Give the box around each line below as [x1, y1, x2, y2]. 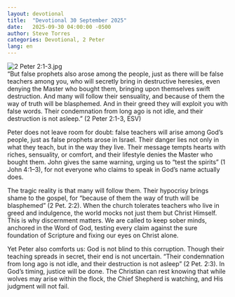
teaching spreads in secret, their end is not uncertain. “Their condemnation [7, 252, 224, 260]
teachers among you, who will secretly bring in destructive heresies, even [7, 77, 220, 85]
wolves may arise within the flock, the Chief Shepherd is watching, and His [7, 275, 223, 283]
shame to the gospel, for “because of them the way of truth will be [7, 194, 199, 202]
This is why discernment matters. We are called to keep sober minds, [7, 216, 207, 225]
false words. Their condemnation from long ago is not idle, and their [7, 107, 203, 115]
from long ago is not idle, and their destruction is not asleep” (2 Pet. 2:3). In [7, 260, 225, 268]
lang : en [7, 43, 33, 50]
